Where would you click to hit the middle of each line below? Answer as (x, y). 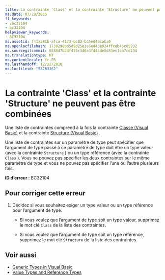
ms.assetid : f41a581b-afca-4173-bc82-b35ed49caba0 (58, 42)
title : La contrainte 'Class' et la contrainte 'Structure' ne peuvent (80, 10)
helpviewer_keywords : (27, 32)
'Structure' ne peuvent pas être (70, 104)
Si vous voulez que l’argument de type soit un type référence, (82, 234)
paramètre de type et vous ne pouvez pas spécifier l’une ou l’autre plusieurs (82, 163)
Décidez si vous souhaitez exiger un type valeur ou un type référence (82, 205)
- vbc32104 (16, 23)
